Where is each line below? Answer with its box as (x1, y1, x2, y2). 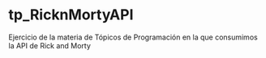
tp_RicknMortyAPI (8, 6, 134, 24)
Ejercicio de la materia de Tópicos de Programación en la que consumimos (8, 32, 258, 42)
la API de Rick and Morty (8, 40, 92, 50)
